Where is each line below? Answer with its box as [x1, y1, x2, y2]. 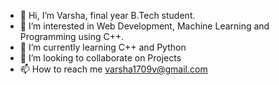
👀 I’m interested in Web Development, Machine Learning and [19, 20, 270, 32]
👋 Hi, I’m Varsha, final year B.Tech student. [19, 10, 196, 21]
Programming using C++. [19, 31, 125, 42]
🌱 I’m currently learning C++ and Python [19, 41, 187, 53]
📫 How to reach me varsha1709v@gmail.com [19, 63, 208, 75]
